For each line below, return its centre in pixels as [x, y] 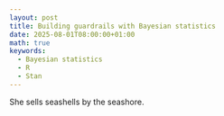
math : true [30, 43]
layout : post [34, 18]
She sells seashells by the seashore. [77, 102]
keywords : [28, 51]
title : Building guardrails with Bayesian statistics [113, 26]
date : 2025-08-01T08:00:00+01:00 [72, 34]
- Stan [30, 76]
